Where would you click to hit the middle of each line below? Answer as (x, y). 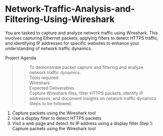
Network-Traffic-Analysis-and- (70, 9)
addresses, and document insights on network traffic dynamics (93, 98)
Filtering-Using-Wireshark (60, 19)
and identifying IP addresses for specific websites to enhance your (72, 43)
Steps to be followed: (51, 103)
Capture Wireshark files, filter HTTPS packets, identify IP (86, 93)
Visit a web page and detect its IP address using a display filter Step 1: (82, 123)
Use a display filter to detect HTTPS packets (57, 118)
